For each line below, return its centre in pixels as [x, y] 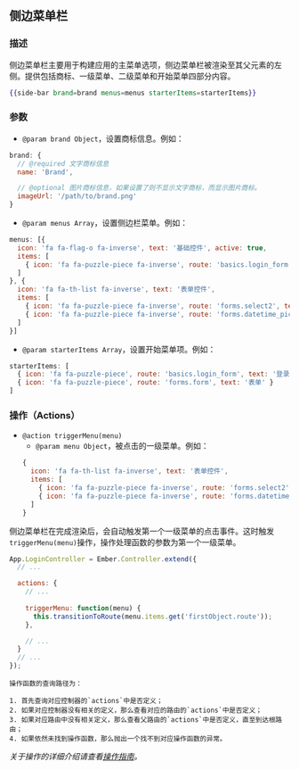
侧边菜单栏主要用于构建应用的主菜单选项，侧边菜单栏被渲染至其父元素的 [141, 64]
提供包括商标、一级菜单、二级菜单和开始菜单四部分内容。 [130, 76]
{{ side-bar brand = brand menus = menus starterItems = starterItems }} [133, 93]
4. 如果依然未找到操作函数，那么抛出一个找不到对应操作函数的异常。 [118, 739]
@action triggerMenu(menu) [72, 436]
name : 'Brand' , [45, 172]
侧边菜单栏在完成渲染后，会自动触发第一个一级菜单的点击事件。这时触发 [141, 531]
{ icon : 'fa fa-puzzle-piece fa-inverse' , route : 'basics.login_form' [159, 265]
